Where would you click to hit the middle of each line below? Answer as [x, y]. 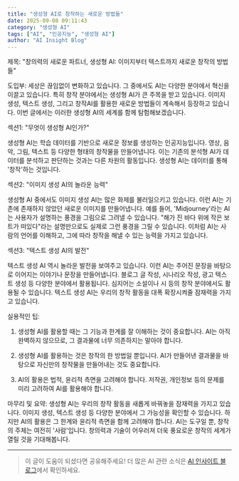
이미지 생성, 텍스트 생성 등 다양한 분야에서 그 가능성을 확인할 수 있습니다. [123, 413]
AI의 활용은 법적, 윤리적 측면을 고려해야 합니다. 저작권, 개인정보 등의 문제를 [121, 380]
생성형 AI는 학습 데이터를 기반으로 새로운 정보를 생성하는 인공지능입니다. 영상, [115, 143]
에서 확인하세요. [58, 470]
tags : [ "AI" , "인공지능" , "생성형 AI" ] [61, 34]
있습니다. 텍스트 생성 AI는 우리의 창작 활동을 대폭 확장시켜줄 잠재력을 [123, 292]
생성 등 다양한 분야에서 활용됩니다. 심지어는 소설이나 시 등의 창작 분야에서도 [119, 284]
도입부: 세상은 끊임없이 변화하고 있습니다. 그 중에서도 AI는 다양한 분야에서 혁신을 [118, 86]
